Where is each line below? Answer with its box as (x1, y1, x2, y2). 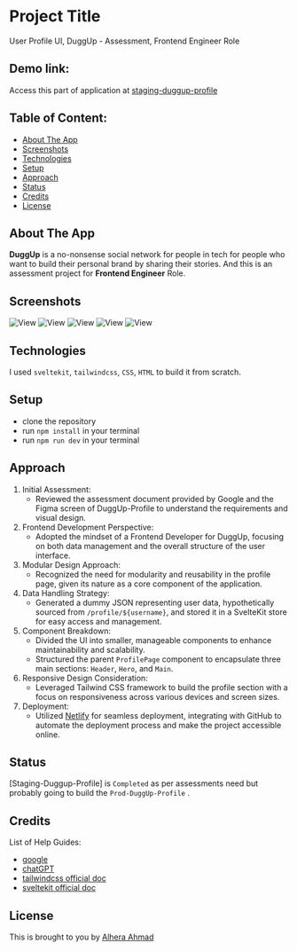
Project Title (9, 6, 101, 27)
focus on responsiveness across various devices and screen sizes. (35, 691, 280, 702)
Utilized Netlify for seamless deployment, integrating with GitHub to (35, 710, 282, 720)
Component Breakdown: (21, 625, 112, 636)
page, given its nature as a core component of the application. (35, 578, 263, 589)
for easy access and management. (35, 616, 162, 626)
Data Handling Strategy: (21, 587, 110, 598)
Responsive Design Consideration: (21, 672, 148, 683)
